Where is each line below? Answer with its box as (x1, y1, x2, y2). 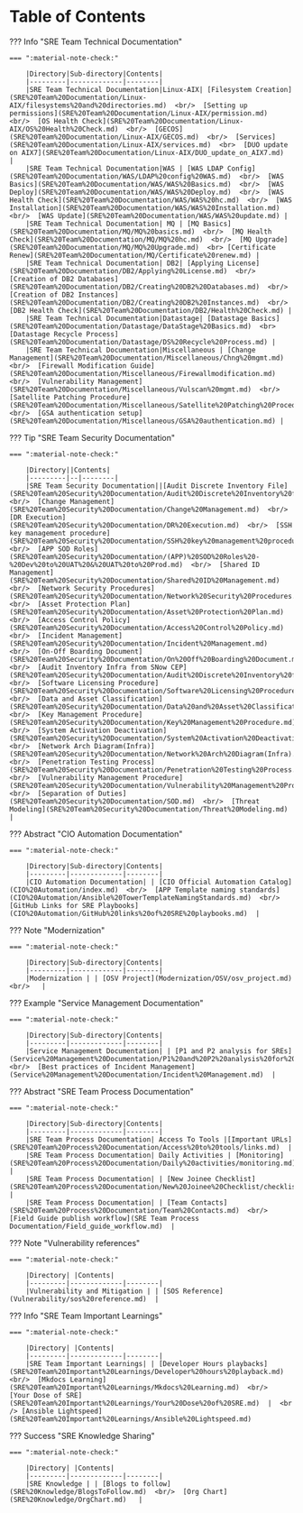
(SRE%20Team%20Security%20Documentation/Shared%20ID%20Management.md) (9, 575, 280, 585)
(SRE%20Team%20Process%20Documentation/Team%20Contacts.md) (9, 1206, 241, 1215)
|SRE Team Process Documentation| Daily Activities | (25, 1151, 232, 1160)
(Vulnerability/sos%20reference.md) (9, 1294, 147, 1304)
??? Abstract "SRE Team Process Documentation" (9, 1086, 194, 1096)
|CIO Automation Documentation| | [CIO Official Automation (25, 877, 256, 886)
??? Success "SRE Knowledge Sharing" (9, 1430, 155, 1441)
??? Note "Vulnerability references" (9, 1237, 141, 1248)
